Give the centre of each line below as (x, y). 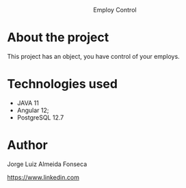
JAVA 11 (28, 103)
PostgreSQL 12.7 (40, 117)
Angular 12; (33, 110)
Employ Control (115, 10)
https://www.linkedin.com (43, 177)
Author (27, 145)
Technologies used (63, 84)
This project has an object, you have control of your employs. (93, 56)
